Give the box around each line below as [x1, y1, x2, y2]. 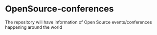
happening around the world [5, 24, 63, 30]
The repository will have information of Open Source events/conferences [5, 19, 153, 25]
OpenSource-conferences [5, 3, 114, 14]
